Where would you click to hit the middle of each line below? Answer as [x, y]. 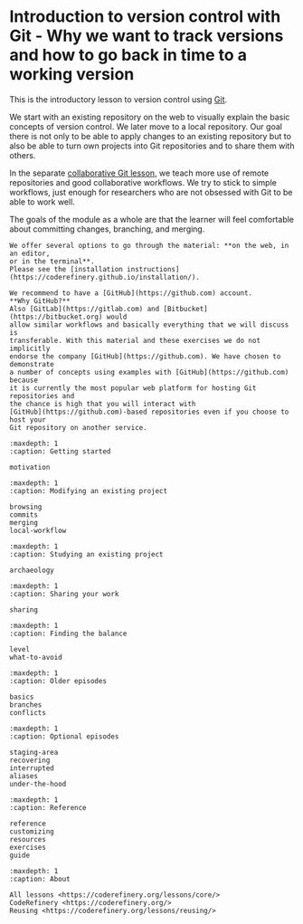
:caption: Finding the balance [68, 633]
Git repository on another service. [78, 427]
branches [26, 705]
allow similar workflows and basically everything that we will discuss [149, 324]
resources [28, 839]
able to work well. [42, 202]
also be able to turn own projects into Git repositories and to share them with [152, 146]
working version [72, 75]
